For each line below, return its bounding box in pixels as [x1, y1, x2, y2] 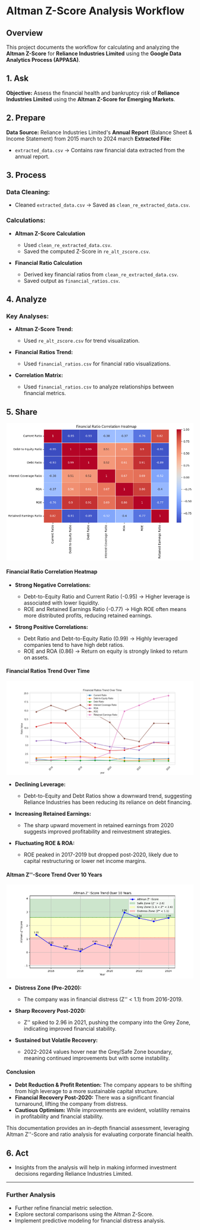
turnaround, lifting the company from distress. [14, 1100, 128, 1107]
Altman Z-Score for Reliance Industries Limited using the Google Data [6, 50, 182, 57]
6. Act [6, 1148, 29, 1158]
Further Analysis [6, 1191, 55, 1199]
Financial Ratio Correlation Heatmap [6, 568, 98, 575]
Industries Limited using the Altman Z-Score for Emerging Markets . [6, 95, 176, 102]
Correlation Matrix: [14, 372, 64, 379]
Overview [6, 28, 43, 38]
